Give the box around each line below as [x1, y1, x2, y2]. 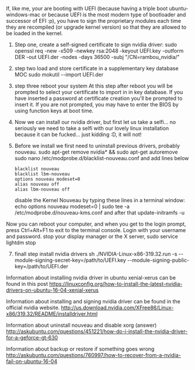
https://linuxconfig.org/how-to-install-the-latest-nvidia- [49, 281, 183, 287]
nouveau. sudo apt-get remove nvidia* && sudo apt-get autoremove [14, 148, 178, 155]
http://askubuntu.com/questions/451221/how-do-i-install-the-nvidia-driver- [6, 328, 188, 335]
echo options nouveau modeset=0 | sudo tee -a [14, 203, 130, 210]
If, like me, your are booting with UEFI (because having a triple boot [6, 5, 168, 12]
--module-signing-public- [127, 257, 190, 264]
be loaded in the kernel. [6, 30, 63, 37]
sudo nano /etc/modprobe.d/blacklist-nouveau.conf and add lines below [14, 155, 189, 161]
